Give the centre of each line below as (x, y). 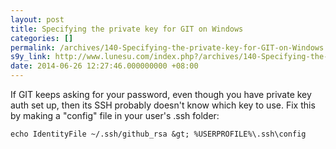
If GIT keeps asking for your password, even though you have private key (161, 94)
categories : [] (42, 38)
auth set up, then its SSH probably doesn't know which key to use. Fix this (163, 105)
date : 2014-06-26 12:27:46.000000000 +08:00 (104, 66)
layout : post (37, 19)
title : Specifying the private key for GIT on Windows (127, 29)
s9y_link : (31, 57)
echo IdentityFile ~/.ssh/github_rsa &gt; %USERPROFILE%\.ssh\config (158, 134)
